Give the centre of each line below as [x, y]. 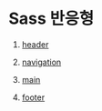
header [35, 44]
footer [33, 97]
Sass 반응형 [51, 19]
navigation [41, 62]
